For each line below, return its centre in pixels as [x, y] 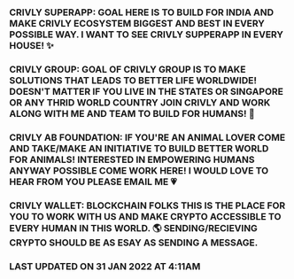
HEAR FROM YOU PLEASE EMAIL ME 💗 [93, 182]
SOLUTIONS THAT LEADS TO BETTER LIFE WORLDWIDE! [133, 80]
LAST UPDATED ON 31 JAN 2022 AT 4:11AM [105, 266]
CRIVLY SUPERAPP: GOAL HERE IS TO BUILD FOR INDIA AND [142, 12]
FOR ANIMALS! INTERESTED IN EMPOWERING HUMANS [132, 159]
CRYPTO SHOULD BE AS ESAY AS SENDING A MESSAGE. [134, 243]
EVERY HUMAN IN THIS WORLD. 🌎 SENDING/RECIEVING [134, 228]
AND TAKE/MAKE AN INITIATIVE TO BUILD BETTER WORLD [139, 148]
